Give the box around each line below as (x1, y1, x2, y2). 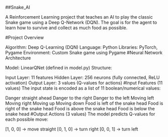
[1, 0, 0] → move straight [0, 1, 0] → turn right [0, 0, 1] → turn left (5, 126, 138, 132)
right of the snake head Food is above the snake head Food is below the (5, 106, 155, 111)
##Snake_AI (5, 5, 30, 10)
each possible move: (5, 116, 48, 122)
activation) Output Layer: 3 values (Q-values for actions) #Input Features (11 (5, 80, 163, 86)
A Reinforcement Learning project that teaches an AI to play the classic (5, 14, 153, 20)
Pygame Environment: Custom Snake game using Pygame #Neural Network (5, 50, 163, 55)
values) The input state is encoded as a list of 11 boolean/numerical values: (5, 85, 161, 91)
